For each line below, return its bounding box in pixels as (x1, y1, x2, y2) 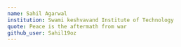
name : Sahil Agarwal (7, 10, 68, 17)
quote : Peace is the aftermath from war (7, 23, 128, 30)
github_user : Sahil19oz (7, 29, 77, 37)
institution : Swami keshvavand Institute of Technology (7, 17, 174, 23)
